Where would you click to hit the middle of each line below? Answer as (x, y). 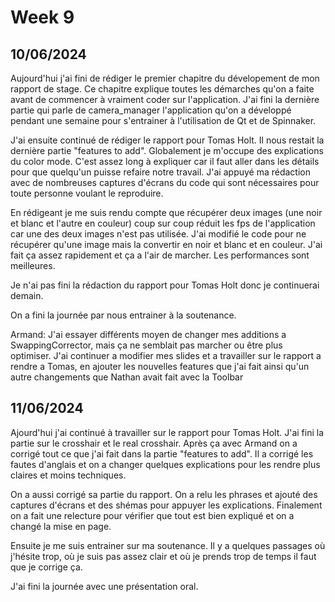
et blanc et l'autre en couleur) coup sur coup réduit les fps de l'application (163, 223)
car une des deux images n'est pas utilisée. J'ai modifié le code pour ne (158, 234)
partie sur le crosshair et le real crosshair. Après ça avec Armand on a (154, 443)
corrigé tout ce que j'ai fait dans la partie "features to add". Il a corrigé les (162, 453)
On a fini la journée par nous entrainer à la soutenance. (123, 315)
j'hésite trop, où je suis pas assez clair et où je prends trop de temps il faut (163, 556)
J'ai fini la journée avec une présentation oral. (104, 586)
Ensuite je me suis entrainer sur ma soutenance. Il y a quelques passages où (168, 545)
